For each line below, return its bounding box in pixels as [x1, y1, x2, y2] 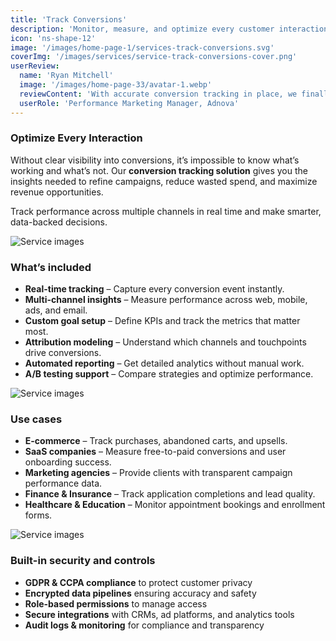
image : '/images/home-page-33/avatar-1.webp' [19, 80, 213, 90]
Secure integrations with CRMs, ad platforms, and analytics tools [24, 608, 295, 620]
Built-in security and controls [10, 554, 156, 568]
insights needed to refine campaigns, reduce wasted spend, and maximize [10, 175, 318, 187]
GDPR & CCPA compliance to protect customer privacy [24, 576, 253, 588]
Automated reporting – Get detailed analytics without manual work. [24, 357, 305, 370]
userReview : [10, 61, 60, 71]
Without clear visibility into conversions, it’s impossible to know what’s [10, 154, 300, 166]
